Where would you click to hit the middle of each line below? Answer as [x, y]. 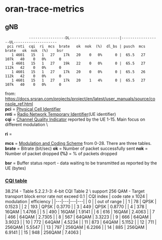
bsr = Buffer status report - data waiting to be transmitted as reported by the [81, 163]
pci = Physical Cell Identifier [33, 109]
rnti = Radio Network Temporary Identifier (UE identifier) [61, 114]
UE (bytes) [16, 168]
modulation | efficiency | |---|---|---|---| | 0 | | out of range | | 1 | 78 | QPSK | [81, 202]
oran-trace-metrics [45, 9]
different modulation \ [27, 124]
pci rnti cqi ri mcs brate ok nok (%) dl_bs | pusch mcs [76, 47]
